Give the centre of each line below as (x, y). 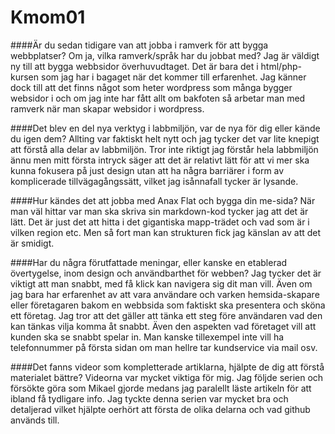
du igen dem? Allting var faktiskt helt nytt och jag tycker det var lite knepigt (165, 138)
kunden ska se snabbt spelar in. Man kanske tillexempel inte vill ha (147, 337)
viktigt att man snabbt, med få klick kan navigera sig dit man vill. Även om (161, 283)
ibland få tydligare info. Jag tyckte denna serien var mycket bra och (149, 398)
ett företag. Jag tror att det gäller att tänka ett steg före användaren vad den (166, 315)
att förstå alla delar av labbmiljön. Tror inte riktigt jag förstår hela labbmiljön (164, 149)
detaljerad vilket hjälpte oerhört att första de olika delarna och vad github (160, 409)
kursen (25, 77)
